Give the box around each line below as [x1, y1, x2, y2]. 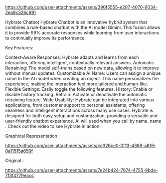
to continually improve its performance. [5, 35, 86, 41]
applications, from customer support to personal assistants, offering [5, 102, 145, 108]
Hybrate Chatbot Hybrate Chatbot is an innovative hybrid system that [5, 19, 147, 25]
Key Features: [5, 45, 33, 50]
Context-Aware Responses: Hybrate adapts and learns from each [5, 54, 139, 60]
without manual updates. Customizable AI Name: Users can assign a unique [5, 70, 161, 76]
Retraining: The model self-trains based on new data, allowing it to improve [5, 65, 160, 71]
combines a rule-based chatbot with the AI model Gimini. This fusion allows [5, 24, 161, 30]
